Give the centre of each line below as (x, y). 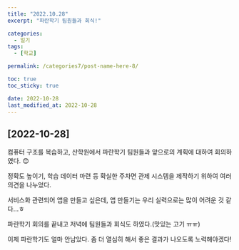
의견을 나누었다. (30, 185)
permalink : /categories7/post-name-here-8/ (73, 66)
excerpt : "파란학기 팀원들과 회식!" (54, 21)
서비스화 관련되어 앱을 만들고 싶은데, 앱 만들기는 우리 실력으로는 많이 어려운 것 (116, 200)
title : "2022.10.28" (38, 14)
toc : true (22, 79)
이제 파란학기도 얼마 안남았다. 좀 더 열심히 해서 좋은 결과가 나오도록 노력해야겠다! (119, 239)
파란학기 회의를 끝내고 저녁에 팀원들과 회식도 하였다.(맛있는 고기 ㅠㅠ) (104, 224)
